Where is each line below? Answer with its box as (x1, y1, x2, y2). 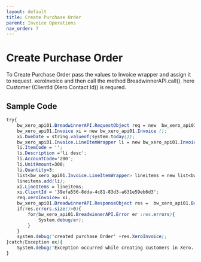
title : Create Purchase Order (6, 14, 82, 20)
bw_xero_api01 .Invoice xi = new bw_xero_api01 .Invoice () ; (17, 128, 167, 134)
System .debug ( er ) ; (38, 217, 84, 223)
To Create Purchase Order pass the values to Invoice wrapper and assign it (6, 71, 191, 78)
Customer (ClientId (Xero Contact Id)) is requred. (6, 84, 127, 91)
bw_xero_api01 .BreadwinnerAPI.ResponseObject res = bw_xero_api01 (17, 200, 188, 206)
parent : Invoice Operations (6, 20, 77, 26)
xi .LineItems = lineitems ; (17, 184, 84, 190)
